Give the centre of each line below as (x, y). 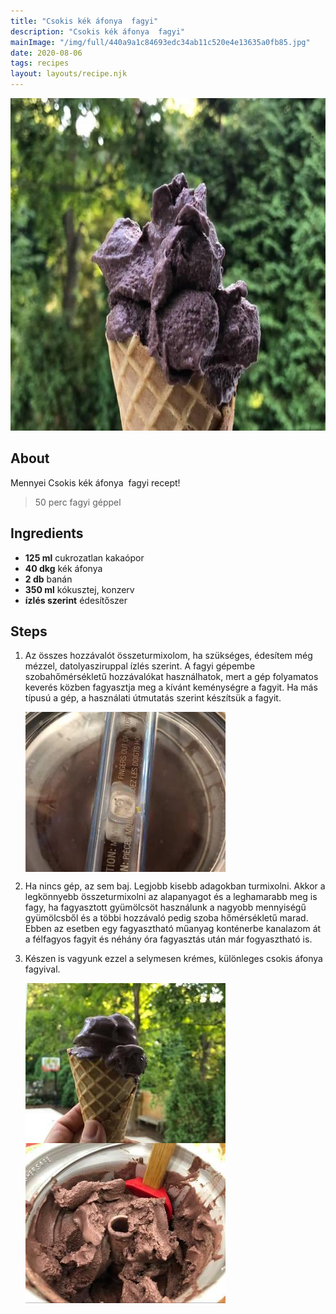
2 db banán (48, 579)
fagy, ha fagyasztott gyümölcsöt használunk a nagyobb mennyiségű (165, 907)
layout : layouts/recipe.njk (69, 74)
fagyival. (42, 969)
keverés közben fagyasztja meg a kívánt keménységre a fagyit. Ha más (171, 687)
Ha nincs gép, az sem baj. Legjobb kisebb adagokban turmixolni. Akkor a (175, 886)
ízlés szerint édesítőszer (76, 600)
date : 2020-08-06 (46, 53)
